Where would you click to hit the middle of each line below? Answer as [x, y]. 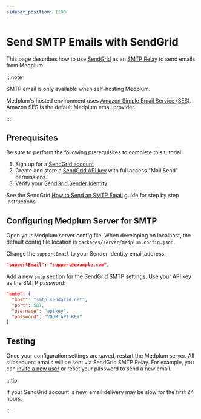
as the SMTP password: [36, 283]
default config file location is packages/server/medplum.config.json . [91, 242]
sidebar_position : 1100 [36, 12]
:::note [14, 77]
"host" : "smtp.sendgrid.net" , [50, 299]
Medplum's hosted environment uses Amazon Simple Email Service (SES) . [99, 100]
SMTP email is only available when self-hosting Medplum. [78, 89]
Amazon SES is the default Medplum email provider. [71, 107]
